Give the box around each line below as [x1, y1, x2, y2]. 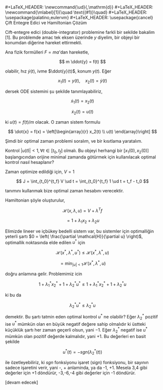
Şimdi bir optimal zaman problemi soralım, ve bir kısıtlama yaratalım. [5, 138, 142, 144]
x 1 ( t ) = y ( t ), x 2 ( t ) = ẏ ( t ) [58, 78, 107, 85]
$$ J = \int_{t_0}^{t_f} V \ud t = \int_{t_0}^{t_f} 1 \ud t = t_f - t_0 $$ [16, 179, 149, 184]
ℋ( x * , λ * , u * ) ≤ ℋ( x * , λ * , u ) [55, 249, 109, 256]
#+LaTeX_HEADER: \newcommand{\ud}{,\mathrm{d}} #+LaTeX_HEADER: [5, 4, 154, 10]
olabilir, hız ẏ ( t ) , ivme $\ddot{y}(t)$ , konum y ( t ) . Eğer [5, 68, 111, 74]
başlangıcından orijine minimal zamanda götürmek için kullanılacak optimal [5, 154, 156, 160]
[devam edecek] [5, 380, 38, 386]
